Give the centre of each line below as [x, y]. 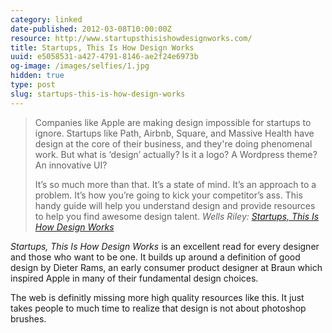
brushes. [28, 318]
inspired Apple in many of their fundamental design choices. [134, 278]
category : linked [46, 19]
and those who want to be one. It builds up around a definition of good [155, 257]
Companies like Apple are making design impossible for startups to [173, 122]
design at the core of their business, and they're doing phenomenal [173, 143]
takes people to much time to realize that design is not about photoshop [158, 308]
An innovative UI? [71, 165]
